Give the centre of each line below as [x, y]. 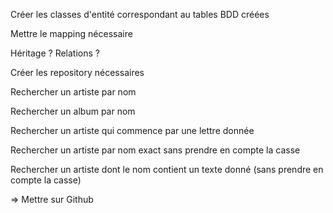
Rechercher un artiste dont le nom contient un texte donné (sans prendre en [167, 169]
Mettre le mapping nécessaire [71, 33]
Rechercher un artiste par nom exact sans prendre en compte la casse [155, 150]
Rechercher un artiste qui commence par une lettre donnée [132, 130]
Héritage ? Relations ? [55, 53]
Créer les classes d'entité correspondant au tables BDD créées [140, 14]
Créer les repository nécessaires [77, 72]
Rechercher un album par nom [73, 111]
